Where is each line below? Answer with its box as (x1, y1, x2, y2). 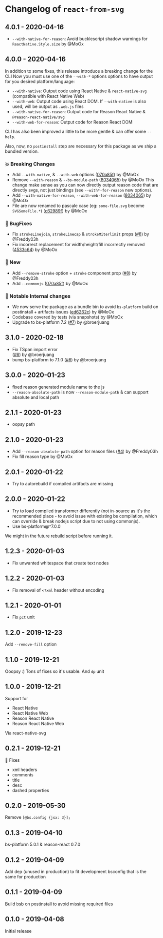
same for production (5, 874, 46, 879)
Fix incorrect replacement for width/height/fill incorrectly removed (12, 242, 145, 248)
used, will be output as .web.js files (12, 104, 84, 109)
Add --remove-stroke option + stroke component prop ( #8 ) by (12, 270, 137, 276)
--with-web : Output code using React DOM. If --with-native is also (12, 98, 146, 104)
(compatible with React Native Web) (12, 93, 84, 99)
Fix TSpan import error (12, 346, 58, 352)
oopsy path (12, 421, 35, 427)
